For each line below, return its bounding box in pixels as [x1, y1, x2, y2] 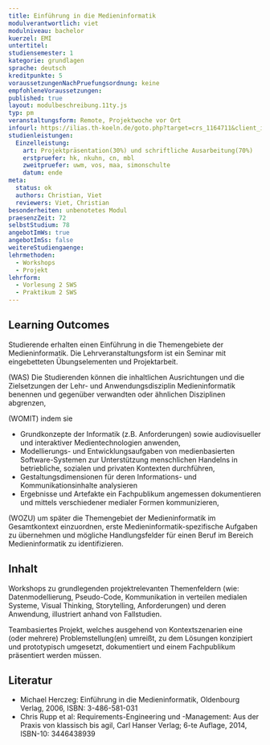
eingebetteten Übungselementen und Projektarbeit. [8, 356, 178, 366]
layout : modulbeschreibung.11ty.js [8, 101, 128, 109]
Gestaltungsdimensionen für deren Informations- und [19, 471, 197, 481]
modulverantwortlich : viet [8, 19, 99, 27]
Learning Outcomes [8, 319, 110, 332]
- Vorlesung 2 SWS [15, 281, 78, 290]
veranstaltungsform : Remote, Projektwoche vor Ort [8, 117, 182, 125]
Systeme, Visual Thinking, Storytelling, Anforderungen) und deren [8, 600, 227, 610]
